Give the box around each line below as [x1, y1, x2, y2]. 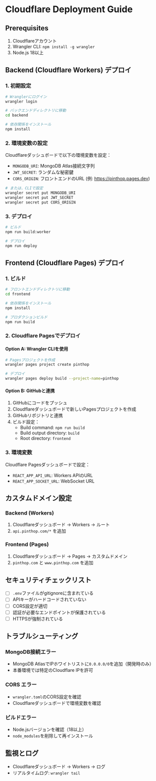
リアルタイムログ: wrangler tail [12, 770, 81, 776]
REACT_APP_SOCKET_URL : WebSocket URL [12, 478, 95, 484]
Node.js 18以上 [12, 50, 44, 55]
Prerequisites [5, 24, 49, 32]
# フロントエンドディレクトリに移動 [5, 287, 70, 292]
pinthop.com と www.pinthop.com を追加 [12, 559, 94, 565]
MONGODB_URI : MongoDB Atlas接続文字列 [12, 163, 95, 169]
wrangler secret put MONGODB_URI [5, 190, 76, 196]
